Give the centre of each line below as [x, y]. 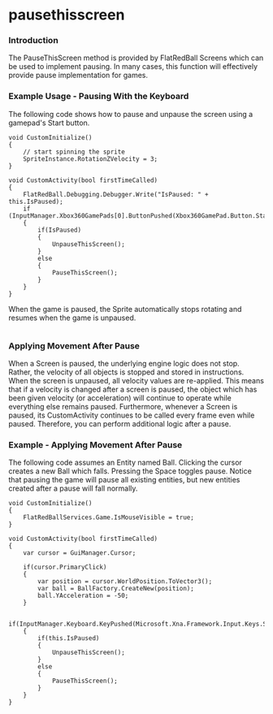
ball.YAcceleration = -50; [83, 596]
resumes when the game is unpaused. [72, 318]
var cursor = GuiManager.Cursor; [80, 553]
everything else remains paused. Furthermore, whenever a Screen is [123, 407]
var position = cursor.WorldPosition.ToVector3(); [125, 582]
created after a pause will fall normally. [73, 488]
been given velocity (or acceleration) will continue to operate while [120, 398]
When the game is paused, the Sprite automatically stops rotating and [125, 309]
